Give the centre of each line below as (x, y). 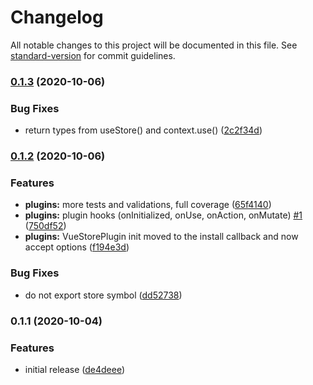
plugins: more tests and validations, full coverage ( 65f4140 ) (148, 205)
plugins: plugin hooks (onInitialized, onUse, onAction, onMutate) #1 (163, 215)
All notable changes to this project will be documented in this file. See (154, 45)
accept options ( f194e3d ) (77, 247)
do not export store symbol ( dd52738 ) (103, 295)
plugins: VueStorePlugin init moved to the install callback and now (161, 237)
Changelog (57, 17)
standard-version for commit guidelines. (93, 55)
